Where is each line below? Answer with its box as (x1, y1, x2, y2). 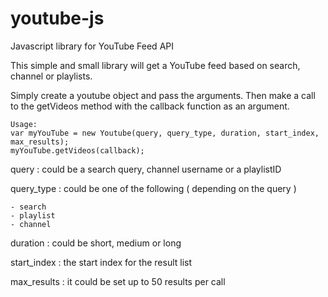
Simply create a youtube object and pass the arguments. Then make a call (10, 89, 316, 101)
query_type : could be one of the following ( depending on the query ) (10, 182, 297, 194)
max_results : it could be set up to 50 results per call (10, 275, 226, 287)
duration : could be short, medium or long (10, 237, 182, 249)
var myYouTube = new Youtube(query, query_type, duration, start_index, (10, 128, 320, 138)
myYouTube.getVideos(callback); (10, 145, 145, 156)
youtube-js (10, 7, 105, 30)
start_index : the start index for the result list (10, 256, 193, 268)
